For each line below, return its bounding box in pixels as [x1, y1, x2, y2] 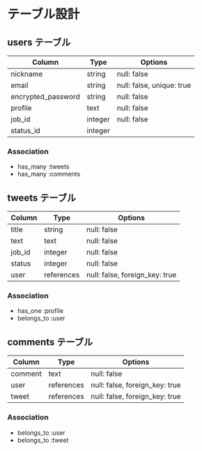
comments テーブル [7, 336, 93, 348]
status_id [10, 126, 40, 135]
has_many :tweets [17, 162, 70, 171]
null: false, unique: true [116, 81, 192, 90]
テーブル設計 [7, 6, 80, 22]
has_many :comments [17, 170, 81, 178]
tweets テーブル [7, 192, 77, 204]
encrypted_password [10, 92, 80, 101]
